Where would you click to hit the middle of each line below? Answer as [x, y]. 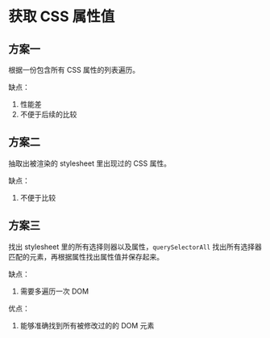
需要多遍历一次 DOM [54, 291]
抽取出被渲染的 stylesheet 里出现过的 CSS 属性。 [90, 163]
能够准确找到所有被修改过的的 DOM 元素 [87, 325]
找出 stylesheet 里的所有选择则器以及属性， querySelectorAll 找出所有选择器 [135, 247]
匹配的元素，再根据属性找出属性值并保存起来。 [86, 256]
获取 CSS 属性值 [62, 17]
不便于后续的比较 [48, 114]
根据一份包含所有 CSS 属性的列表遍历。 [74, 70]
